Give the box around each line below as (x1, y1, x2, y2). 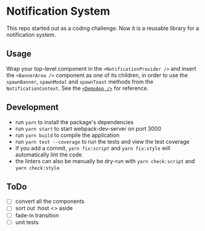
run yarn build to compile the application (15, 131, 120, 139)
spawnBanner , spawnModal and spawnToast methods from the (6, 78, 154, 85)
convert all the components (15, 197, 84, 205)
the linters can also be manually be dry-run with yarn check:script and (15, 157, 195, 164)
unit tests (15, 218, 39, 226)
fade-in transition (15, 211, 59, 219)
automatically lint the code (15, 151, 83, 158)
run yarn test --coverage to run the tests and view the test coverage (15, 137, 190, 145)
